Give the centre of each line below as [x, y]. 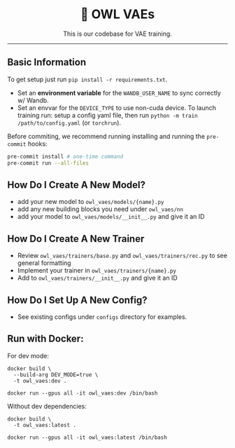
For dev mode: [28, 355]
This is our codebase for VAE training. [117, 34]
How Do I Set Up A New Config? [77, 300]
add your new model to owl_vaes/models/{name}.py [91, 202]
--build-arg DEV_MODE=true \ [56, 374]
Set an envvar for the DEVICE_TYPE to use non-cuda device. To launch [117, 107]
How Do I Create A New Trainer [76, 239]
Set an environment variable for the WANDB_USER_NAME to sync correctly [119, 93]
